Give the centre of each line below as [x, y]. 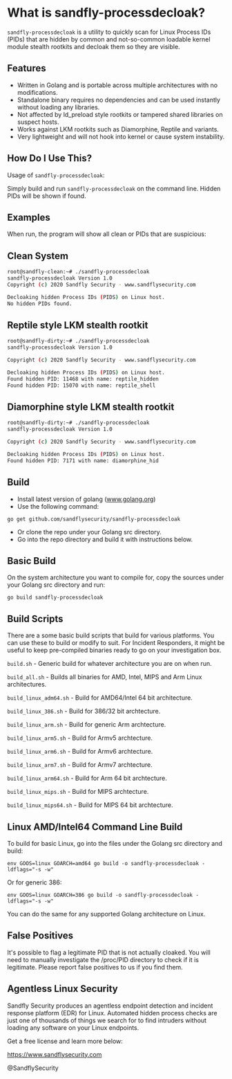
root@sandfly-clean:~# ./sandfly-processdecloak [78, 272]
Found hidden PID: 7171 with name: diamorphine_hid [83, 461]
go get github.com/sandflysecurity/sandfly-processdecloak [94, 519]
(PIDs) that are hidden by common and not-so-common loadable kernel [109, 39]
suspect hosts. [38, 122]
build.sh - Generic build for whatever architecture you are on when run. [109, 664]
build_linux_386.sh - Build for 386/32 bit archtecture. [84, 711]
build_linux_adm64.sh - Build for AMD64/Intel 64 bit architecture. [100, 698]
